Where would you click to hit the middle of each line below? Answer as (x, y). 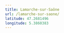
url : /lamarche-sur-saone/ (32, 14)
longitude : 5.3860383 (27, 23)
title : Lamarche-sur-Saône (32, 9)
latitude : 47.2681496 (27, 18)
